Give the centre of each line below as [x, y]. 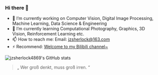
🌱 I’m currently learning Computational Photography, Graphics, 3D [79, 29]
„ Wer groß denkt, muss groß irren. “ [53, 67]
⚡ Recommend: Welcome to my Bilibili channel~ [60, 47]
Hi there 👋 [17, 8]
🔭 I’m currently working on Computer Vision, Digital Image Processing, [83, 19]
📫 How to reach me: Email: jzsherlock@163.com [61, 39]
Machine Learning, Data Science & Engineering [59, 23]
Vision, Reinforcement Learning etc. [48, 34]
